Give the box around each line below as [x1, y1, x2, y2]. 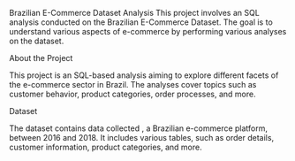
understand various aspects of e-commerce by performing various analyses [9, 27, 287, 36]
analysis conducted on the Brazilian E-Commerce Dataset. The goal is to [9, 17, 274, 27]
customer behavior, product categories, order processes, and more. [9, 88, 256, 99]
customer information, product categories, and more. [9, 142, 202, 152]
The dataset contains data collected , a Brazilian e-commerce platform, [9, 123, 268, 134]
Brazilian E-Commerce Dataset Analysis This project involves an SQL [9, 8, 261, 18]
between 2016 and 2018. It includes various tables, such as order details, [9, 133, 275, 142]
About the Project [9, 53, 73, 63]
